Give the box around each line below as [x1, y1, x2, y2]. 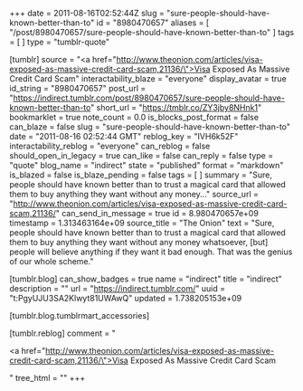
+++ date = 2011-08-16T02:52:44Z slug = [9, 8, 165, 18]
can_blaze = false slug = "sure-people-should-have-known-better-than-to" [9, 121, 291, 132]
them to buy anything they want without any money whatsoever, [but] [9, 237, 269, 247]
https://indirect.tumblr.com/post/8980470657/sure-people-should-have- [13, 92, 285, 103]
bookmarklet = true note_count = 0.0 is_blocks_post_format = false [9, 112, 260, 122]
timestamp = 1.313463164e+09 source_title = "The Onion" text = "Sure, [9, 217, 275, 228]
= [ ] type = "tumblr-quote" [9, 36, 110, 47]
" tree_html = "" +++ [9, 373, 86, 383]
